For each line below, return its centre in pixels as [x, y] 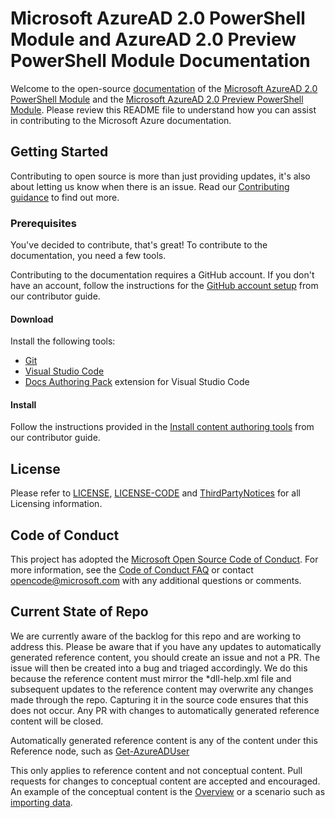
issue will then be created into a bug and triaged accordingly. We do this [159, 668]
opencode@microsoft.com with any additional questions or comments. [156, 581]
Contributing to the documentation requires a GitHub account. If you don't [162, 275]
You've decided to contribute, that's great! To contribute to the [139, 245]
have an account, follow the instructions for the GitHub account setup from [164, 286]
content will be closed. [57, 721]
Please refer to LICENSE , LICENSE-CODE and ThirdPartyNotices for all [155, 493]
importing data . [41, 802]
